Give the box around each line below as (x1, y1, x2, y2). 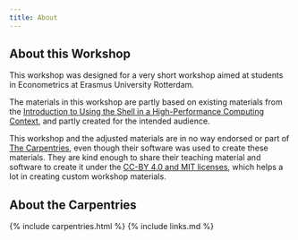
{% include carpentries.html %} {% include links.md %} (9, 221, 215, 232)
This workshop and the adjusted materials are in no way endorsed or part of (9, 133, 290, 144)
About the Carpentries (9, 197, 137, 212)
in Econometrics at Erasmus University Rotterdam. (9, 80, 195, 90)
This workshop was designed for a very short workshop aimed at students (9, 70, 284, 81)
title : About (9, 13, 58, 22)
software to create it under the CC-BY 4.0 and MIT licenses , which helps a (9, 162, 284, 173)
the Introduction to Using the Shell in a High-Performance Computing (9, 107, 265, 117)
